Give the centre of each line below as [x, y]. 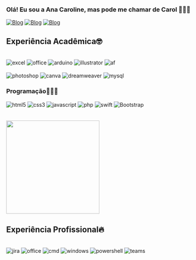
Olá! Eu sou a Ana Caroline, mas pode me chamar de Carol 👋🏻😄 [98, 10]
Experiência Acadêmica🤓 [54, 41]
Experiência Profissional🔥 [55, 229]
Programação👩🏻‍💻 [32, 91]
